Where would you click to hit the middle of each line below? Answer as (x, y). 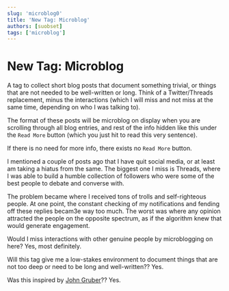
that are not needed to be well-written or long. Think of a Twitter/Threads (110, 92)
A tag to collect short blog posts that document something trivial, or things (112, 86)
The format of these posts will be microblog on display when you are (104, 121)
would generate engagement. (49, 226)
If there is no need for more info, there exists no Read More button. (100, 149)
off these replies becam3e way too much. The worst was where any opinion (114, 211)
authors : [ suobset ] (35, 26)
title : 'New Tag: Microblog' (49, 20)
